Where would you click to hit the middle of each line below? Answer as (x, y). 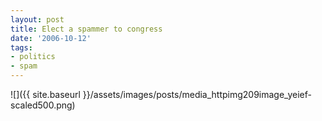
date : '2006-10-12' (51, 38)
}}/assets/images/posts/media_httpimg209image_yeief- (197, 94)
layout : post (37, 19)
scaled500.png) (43, 105)
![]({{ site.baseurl (45, 94)
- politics (33, 57)
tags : (21, 47)
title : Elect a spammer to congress (86, 29)
